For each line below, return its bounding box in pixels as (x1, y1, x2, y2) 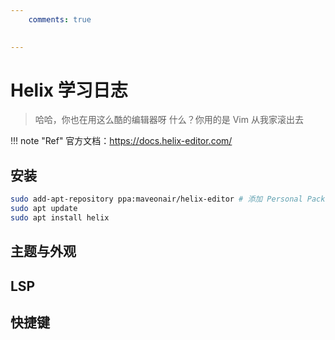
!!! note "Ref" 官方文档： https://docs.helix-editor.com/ (10, 135, 233, 147)
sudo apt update (10, 204, 78, 214)
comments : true (28, 14, 92, 25)
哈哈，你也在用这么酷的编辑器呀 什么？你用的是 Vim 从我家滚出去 (34, 114, 304, 126)
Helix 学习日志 (10, 79, 128, 101)
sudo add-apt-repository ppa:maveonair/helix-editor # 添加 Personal (10, 194, 303, 205)
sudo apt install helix (10, 213, 110, 223)
